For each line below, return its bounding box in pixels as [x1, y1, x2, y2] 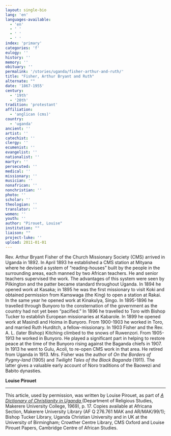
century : [5, 88, 24, 93]
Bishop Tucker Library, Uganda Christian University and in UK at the [5, 414, 148, 420]
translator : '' [5, 207, 38, 212]
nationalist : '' [5, 155, 40, 160]
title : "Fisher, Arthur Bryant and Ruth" [5, 74, 95, 79]
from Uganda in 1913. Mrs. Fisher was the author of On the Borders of [5, 351, 151, 357]
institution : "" [5, 225, 40, 231]
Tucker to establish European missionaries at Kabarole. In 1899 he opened [5, 313, 161, 319]
